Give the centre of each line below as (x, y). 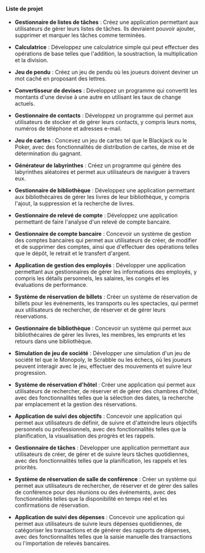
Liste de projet (25, 9)
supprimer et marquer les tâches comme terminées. (80, 35)
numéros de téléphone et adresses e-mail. (68, 128)
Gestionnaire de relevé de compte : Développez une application (96, 216)
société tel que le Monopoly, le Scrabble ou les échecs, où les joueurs (103, 360)
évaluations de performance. (51, 285)
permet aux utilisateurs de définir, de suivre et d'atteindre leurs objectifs (106, 423)
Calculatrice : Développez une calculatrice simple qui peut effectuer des (106, 47)
